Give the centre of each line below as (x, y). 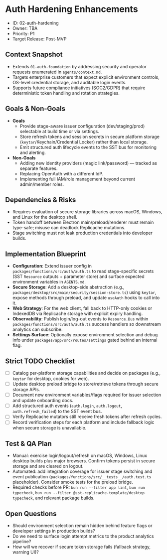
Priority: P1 (23, 33)
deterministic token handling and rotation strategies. (66, 93)
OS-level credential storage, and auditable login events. (69, 82)
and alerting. (33, 152)
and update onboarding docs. (43, 401)
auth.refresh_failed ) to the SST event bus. (57, 412)
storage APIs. (26, 390)
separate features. (39, 168)
